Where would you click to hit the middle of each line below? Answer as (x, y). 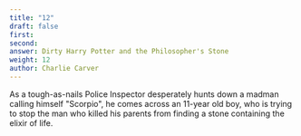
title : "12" (32, 18)
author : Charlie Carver (54, 69)
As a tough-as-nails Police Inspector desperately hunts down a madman (144, 94)
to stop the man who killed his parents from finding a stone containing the (147, 113)
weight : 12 (30, 60)
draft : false (34, 26)
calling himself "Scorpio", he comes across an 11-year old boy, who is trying (151, 103)
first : (22, 34)
